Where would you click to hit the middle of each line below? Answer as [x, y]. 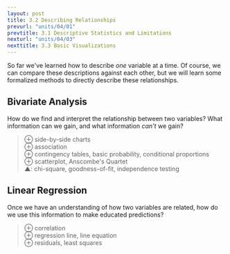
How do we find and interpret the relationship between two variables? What [115, 118]
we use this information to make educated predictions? [86, 215]
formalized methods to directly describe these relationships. [93, 80]
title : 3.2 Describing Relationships [62, 20]
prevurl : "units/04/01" [42, 26]
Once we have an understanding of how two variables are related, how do [113, 207]
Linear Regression [47, 191]
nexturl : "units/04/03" [42, 39]
